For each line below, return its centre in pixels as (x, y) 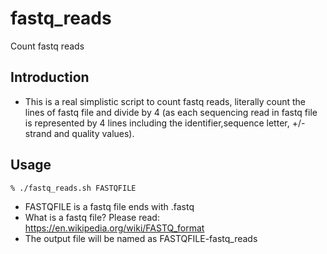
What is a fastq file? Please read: (92, 217)
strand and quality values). (79, 133)
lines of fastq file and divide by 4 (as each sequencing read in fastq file (171, 112)
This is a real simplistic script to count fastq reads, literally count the (165, 101)
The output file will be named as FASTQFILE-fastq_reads (141, 238)
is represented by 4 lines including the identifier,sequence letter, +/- (165, 123)
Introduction (50, 77)
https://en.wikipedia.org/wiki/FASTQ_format (114, 228)
